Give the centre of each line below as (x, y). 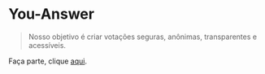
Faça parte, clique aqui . (48, 61)
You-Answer (52, 14)
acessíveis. (47, 45)
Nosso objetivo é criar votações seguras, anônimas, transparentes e (143, 37)
